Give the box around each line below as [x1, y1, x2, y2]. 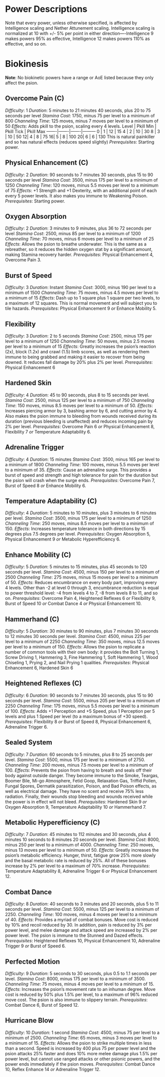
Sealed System [5, 738, 53, 747]
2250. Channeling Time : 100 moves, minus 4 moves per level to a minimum [5, 912, 158, 918]
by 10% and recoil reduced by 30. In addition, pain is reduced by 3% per [5, 922, 152, 928]
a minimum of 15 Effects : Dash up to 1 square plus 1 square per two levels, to [5, 295, 160, 301]
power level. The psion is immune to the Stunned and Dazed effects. [5, 932, 144, 938]
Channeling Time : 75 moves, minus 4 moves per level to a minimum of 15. [5, 981, 154, 987]
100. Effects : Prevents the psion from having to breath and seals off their [5, 767, 152, 773]
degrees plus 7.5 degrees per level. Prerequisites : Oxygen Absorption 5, [5, 531, 151, 537]
